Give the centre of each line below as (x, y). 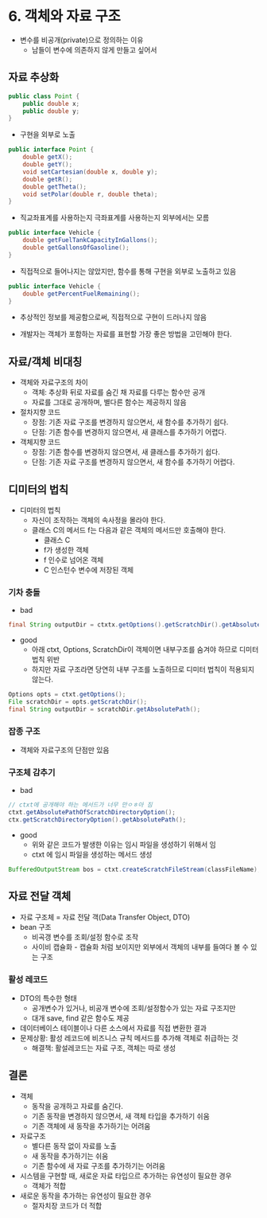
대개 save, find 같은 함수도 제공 (80, 1018)
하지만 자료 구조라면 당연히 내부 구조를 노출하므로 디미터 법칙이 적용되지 (143, 670)
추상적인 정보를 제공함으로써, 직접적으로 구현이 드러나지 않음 (113, 317)
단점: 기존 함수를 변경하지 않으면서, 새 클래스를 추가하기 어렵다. (129, 432)
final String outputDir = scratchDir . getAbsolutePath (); (104, 709)
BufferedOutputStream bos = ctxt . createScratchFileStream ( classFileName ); (135, 870)
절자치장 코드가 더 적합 (67, 1205)
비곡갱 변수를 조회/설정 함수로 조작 (85, 937)
